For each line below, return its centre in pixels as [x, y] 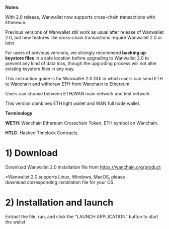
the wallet [15, 222]
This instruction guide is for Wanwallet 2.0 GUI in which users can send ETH [84, 78]
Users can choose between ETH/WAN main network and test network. [78, 94]
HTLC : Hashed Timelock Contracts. [42, 133]
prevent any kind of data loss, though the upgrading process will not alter [81, 63]
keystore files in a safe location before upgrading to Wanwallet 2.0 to [77, 58]
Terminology [19, 113]
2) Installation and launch [59, 203]
